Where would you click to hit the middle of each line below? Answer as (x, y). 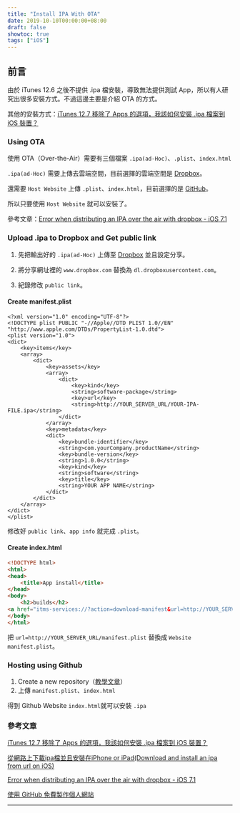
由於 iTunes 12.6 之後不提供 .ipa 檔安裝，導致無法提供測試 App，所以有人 (115, 89)
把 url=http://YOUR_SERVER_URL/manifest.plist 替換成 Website (99, 637)
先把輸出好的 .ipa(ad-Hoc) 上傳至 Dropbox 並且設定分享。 (103, 254)
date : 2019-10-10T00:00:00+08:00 (57, 21)
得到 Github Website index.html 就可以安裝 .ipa (77, 705)
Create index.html (35, 548)
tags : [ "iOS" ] (29, 41)
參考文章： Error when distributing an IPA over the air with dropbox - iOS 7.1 (117, 219)
